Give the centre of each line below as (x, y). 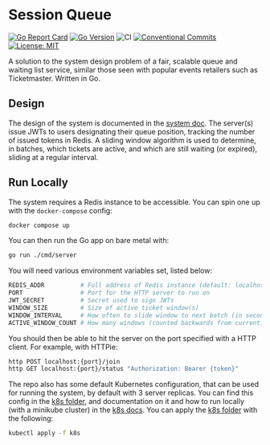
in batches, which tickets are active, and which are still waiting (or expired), (133, 148)
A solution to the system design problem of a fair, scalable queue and (123, 61)
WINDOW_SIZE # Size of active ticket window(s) (104, 307)
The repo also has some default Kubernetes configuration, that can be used (134, 385)
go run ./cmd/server (43, 255)
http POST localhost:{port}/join (64, 361)
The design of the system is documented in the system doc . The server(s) (131, 123)
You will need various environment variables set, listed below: (110, 270)
